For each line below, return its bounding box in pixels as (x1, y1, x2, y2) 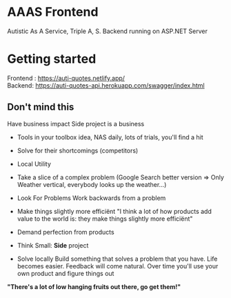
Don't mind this (7, 101, 74, 113)
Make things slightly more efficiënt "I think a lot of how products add (17, 207, 212, 215)
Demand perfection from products (17, 228, 115, 236)
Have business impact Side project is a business (7, 119, 145, 128)
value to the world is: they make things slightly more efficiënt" (17, 215, 193, 223)
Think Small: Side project (17, 241, 89, 249)
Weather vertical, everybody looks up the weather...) (17, 180, 167, 188)
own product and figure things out (17, 269, 114, 277)
